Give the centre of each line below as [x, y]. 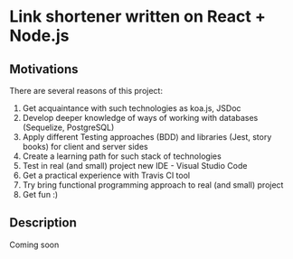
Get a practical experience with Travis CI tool [106, 175]
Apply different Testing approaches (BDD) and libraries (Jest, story [147, 137]
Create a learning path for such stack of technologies [122, 156]
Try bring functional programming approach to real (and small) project [153, 185]
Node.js [39, 36]
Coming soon [34, 245]
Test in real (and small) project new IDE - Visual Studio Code [135, 166]
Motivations [44, 69]
